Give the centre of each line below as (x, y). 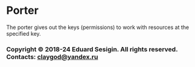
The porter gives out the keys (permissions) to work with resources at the (97, 27)
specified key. (24, 33)
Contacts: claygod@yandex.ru (52, 57)
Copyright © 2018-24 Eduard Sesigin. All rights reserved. (92, 49)
